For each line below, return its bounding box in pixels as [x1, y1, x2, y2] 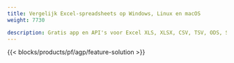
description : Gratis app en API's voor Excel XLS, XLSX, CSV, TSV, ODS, [7, 29, 223, 36]
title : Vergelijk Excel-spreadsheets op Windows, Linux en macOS [7, 10, 201, 17]
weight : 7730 [7, 17, 45, 24]
